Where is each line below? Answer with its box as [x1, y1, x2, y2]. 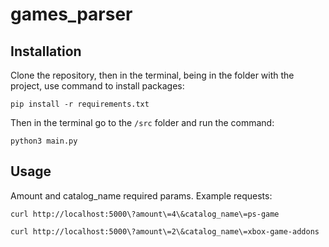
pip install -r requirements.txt [10, 99, 150, 109]
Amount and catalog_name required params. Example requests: [10, 189, 273, 202]
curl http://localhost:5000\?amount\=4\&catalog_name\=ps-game [10, 209, 280, 219]
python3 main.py [10, 136, 78, 146]
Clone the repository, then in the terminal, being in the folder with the [10, 69, 295, 81]
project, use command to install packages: [10, 80, 185, 92]
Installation [10, 43, 82, 60]
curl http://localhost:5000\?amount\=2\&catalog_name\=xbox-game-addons [10, 226, 320, 237]
